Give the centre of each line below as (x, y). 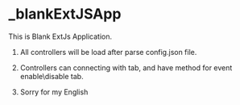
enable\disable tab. (52, 76)
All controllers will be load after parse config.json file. (108, 52)
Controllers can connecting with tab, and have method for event (126, 67)
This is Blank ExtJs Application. (60, 36)
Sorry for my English (54, 92)
